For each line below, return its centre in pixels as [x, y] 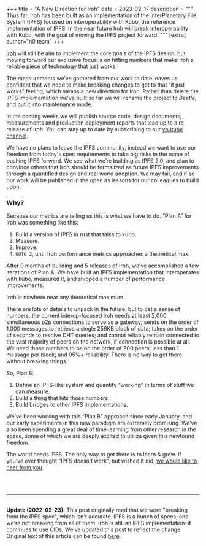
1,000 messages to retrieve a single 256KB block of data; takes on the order [102, 329]
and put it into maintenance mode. [50, 104]
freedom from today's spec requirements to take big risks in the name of [98, 154]
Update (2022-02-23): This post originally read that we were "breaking [97, 510]
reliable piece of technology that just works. [62, 66]
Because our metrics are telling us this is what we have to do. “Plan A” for [99, 216]
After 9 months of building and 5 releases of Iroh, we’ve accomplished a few [103, 266]
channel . [17, 136]
